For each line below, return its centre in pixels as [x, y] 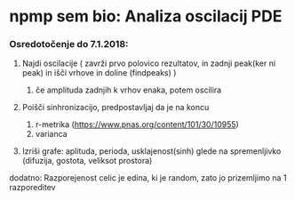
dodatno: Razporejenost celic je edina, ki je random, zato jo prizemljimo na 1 [148, 178]
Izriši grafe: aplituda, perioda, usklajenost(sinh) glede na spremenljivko [151, 151]
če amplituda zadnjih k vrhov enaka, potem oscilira [128, 90]
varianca [52, 134]
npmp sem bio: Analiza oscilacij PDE [146, 16]
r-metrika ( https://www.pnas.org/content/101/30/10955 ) [137, 125]
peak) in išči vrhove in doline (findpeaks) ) [99, 73]
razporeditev [32, 188]
